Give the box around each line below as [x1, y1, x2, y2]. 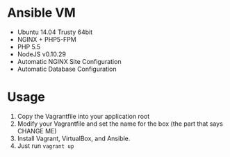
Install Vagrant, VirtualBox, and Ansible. [17, 134, 131, 142]
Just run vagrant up [17, 141, 74, 150]
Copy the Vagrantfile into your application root [17, 112, 150, 120]
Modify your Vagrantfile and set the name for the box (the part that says [17, 119, 224, 128]
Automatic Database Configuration [17, 65, 117, 73]
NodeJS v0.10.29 [17, 50, 66, 58]
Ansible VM [7, 5, 76, 21]
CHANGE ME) [17, 126, 57, 135]
